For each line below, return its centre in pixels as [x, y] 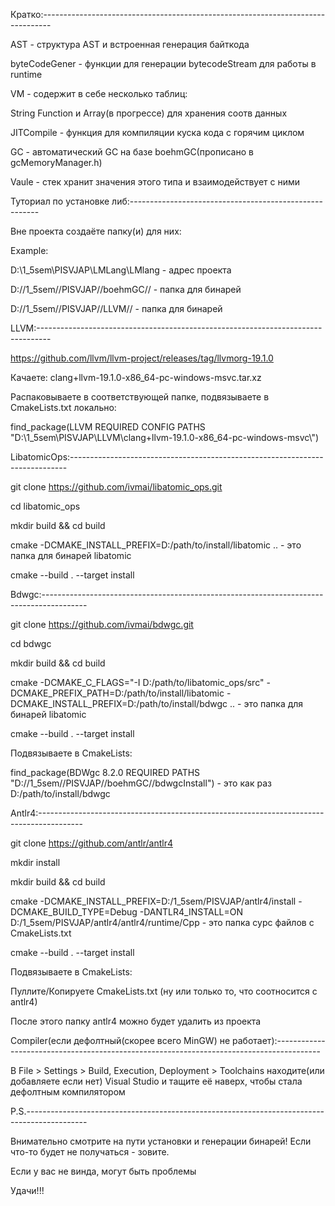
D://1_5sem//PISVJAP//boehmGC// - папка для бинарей [126, 289]
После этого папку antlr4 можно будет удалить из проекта [136, 1021]
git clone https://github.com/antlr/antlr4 [91, 843]
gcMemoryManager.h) [56, 162]
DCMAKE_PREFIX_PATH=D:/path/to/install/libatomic [117, 693]
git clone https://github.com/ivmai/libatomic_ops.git [116, 487]
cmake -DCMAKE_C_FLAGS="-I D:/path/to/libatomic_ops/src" [137, 682]
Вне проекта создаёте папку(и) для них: [96, 231]
